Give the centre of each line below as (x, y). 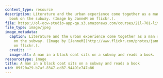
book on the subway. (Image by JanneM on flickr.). (63, 18)
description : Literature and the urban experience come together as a (78, 14)
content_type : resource (29, 9)
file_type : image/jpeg (28, 28)
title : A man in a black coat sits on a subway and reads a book (72, 63)
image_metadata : (21, 32)
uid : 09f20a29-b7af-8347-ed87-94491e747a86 (50, 68)
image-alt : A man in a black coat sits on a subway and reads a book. (82, 55)
